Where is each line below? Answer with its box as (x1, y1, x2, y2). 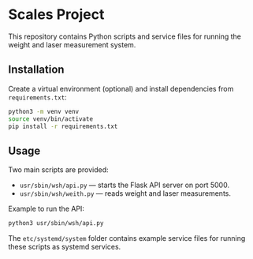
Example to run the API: (8, 204, 85, 214)
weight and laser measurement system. (8, 39, 136, 49)
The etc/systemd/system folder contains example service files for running (8, 234, 246, 243)
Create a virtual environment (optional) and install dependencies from (8, 84, 234, 93)
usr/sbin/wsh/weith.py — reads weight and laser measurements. (19, 189, 231, 198)
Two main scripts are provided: (8, 165, 109, 175)
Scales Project (8, 6, 105, 24)
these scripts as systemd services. (8, 242, 121, 252)
